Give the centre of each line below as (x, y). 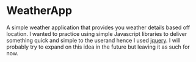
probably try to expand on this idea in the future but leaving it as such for (98, 47)
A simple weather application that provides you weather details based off (98, 27)
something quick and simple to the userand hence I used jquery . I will (93, 40)
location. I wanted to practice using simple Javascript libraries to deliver (97, 33)
